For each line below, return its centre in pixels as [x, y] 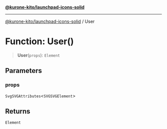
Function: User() [40, 41]
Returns [18, 111]
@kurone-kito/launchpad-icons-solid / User [50, 21]
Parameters [24, 71]
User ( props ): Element [39, 55]
